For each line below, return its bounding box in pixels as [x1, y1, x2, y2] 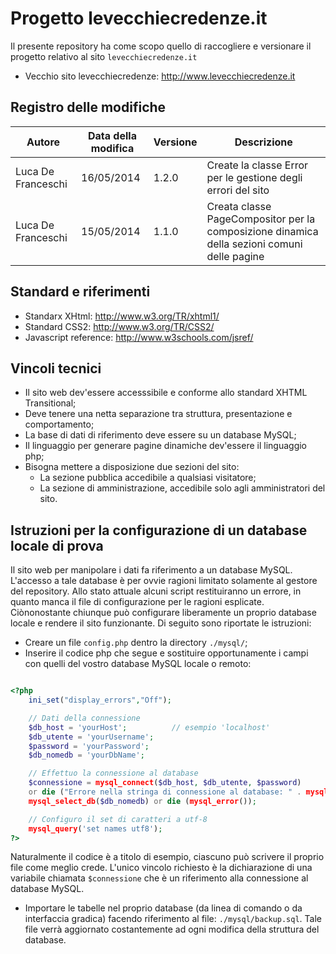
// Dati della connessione [28, 713, 141, 723]
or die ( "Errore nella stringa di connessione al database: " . [28, 787, 302, 797]
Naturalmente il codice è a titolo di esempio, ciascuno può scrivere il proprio [10, 851, 325, 863]
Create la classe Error [206, 158, 309, 172]
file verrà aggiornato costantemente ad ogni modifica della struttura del [24, 923, 320, 936]
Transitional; [24, 397, 77, 409]
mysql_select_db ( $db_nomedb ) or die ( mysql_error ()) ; [28, 796, 257, 806]
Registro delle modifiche [10, 99, 167, 116]
